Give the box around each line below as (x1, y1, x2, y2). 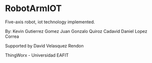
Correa (5, 33, 19, 39)
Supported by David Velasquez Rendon (5, 43, 84, 48)
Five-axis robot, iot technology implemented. (5, 19, 95, 25)
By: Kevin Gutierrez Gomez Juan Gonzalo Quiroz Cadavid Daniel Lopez (5, 28, 148, 34)
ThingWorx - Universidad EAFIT (5, 52, 69, 58)
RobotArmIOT (5, 3, 62, 14)
